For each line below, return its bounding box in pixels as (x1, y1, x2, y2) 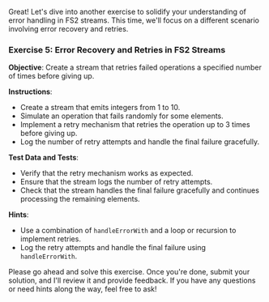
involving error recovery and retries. (8, 24, 129, 33)
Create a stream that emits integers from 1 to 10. (19, 103, 181, 113)
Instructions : (8, 87, 53, 96)
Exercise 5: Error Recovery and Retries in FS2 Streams (8, 44, 226, 55)
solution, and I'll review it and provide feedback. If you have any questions (8, 275, 256, 286)
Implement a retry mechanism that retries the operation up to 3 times (19, 120, 250, 130)
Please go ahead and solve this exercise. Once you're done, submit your (8, 267, 250, 277)
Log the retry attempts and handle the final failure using (19, 243, 207, 253)
